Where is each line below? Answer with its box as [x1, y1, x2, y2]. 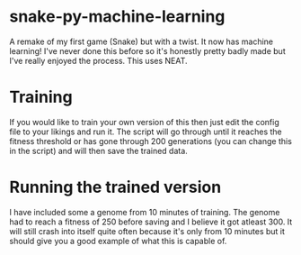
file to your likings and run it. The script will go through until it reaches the [9, 126, 282, 137]
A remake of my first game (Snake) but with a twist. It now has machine [9, 36, 274, 47]
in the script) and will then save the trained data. [9, 145, 189, 156]
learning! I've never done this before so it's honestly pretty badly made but [9, 45, 286, 56]
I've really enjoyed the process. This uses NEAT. [9, 55, 188, 66]
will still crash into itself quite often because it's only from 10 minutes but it [9, 225, 286, 236]
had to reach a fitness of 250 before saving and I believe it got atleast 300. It [9, 216, 293, 227]
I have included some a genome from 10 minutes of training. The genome [9, 206, 280, 217]
